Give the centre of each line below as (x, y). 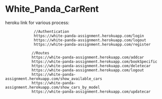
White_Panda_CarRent (52, 9)
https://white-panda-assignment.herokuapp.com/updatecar (91, 92)
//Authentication (51, 31)
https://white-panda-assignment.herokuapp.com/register (92, 44)
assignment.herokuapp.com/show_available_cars (54, 79)
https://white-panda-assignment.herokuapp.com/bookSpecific (94, 62)
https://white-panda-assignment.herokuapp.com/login (89, 36)
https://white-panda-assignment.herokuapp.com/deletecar (91, 66)
